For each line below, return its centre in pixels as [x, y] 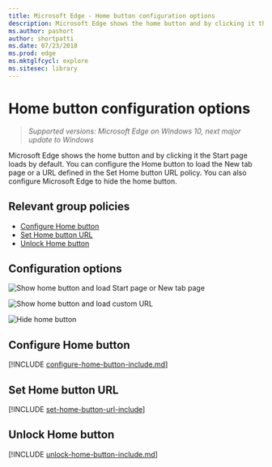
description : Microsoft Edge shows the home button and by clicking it [132, 23]
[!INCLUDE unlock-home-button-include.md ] [83, 454]
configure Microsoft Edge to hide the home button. [93, 181]
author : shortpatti [41, 38]
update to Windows [61, 139]
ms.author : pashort [41, 31]
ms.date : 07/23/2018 [43, 46]
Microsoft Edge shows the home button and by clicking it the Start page [128, 155]
